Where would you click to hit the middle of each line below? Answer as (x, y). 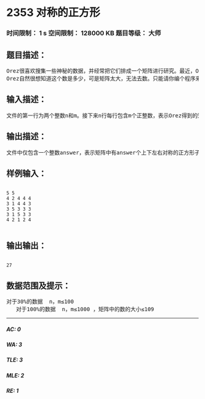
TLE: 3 (15, 360)
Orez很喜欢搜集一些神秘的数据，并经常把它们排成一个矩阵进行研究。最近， (101, 71)
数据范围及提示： (38, 286)
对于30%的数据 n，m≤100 (40, 301)
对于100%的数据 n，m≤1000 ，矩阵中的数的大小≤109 (85, 309)
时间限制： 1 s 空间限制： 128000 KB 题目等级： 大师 (84, 33)
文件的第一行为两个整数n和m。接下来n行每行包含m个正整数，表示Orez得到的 (102, 115)
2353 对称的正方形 (53, 13)
